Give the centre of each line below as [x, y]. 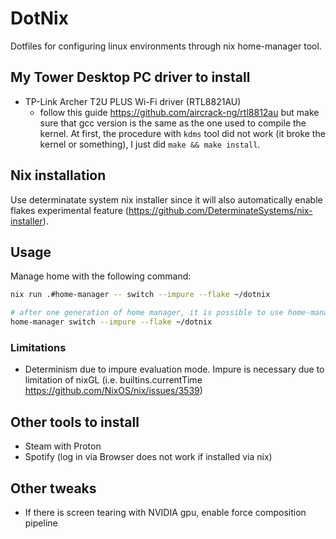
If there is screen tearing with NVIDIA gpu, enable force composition [165, 512]
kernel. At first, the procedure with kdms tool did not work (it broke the [182, 133]
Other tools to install [75, 422]
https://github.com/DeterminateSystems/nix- [220, 210]
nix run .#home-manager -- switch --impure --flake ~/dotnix [140, 295]
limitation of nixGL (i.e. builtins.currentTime [113, 380]
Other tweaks [53, 488]
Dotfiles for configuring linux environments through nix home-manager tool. [166, 46]
